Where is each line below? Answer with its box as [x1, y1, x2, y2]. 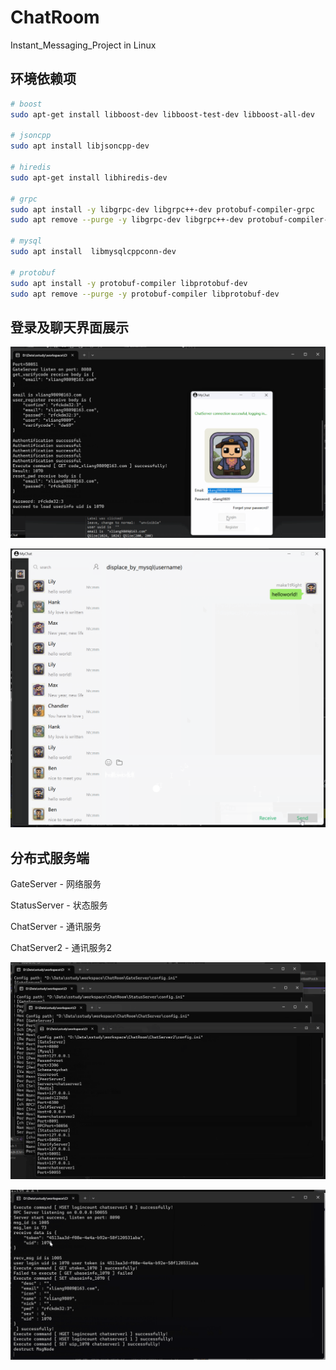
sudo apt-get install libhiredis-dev [10, 172, 168, 183]
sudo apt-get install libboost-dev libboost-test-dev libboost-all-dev [10, 109, 315, 120]
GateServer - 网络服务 [10, 878, 102, 890]
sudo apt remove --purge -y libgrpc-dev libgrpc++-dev [10, 215, 244, 225]
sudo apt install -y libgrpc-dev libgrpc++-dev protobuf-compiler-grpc [10, 204, 315, 215]
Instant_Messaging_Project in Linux [10, 39, 157, 51]
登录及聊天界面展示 [10, 319, 129, 336]
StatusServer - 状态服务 [10, 899, 108, 911]
